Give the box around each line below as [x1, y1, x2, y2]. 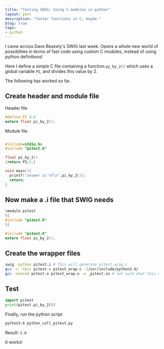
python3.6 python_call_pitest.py [5, 321, 73, 326]
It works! [5, 339, 23, 345]
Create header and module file [5, 92, 100, 100]
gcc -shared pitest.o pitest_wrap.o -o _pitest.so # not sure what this [5, 271, 156, 277]
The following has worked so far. [5, 78, 71, 84]
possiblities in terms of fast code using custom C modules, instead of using [5, 48, 157, 54]
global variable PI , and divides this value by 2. [5, 69, 98, 74]
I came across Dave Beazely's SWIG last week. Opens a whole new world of [5, 44, 159, 49]
